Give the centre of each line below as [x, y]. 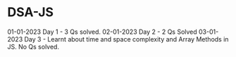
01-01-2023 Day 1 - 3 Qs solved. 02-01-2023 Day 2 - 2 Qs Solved [102, 32]
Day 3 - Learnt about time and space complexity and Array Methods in [126, 39]
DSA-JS [31, 12]
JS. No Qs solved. [33, 46]
